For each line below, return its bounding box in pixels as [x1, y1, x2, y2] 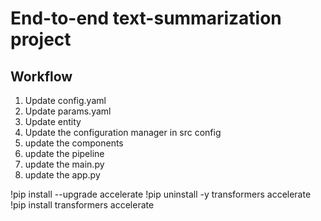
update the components [24, 137, 124, 149]
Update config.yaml [24, 95, 107, 106]
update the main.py [24, 158, 105, 170]
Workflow [10, 68, 73, 85]
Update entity [24, 116, 82, 127]
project [10, 28, 72, 51]
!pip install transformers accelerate [10, 199, 155, 211]
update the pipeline [24, 148, 105, 159]
